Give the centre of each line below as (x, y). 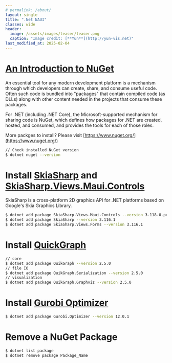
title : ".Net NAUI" (26, 19)
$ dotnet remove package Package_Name (47, 355)
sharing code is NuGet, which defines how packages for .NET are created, (84, 120)
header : (14, 29)
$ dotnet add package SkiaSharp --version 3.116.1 (60, 220)
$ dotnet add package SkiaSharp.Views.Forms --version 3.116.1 (74, 225)
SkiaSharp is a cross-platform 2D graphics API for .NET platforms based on (85, 200)
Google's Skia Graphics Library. (39, 206)
